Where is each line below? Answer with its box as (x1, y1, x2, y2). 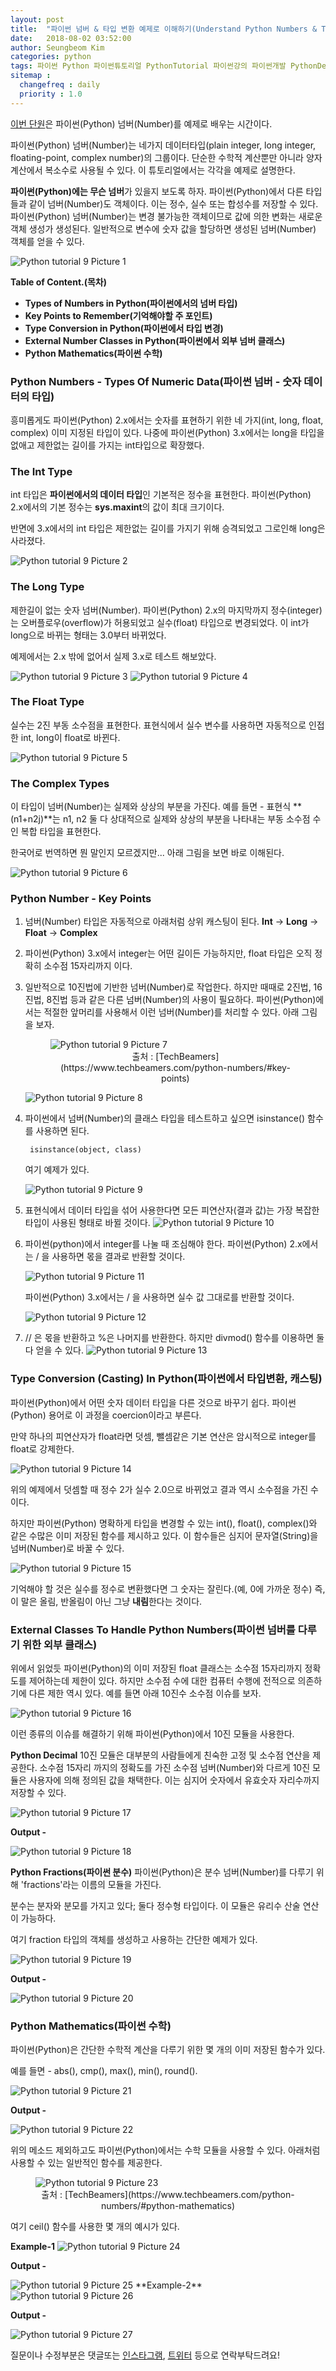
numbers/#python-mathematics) (100, 2200, 236, 2212)
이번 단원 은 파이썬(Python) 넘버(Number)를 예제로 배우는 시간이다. (10, 117, 273, 130)
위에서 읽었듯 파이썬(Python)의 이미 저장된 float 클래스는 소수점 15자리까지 (10, 1662, 303, 1674)
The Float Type (10, 695, 85, 709)
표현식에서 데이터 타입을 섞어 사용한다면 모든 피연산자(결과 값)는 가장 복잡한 (24, 1204, 320, 1216)
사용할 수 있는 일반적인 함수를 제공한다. (10, 2157, 163, 2169)
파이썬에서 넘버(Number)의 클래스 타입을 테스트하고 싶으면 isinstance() (24, 1112, 306, 1125)
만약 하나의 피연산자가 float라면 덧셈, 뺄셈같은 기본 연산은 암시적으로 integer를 (10, 1430, 317, 1442)
